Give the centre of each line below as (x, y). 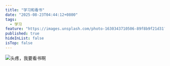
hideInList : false (25, 39)
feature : (14, 29)
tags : (11, 19)
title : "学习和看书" (25, 10)
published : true (22, 34)
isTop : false (19, 43)
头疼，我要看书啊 (28, 58)
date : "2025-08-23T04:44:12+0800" (42, 15)
